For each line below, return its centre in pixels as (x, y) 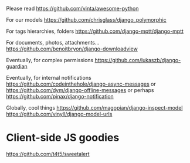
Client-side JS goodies (63, 138)
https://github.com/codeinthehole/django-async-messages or (81, 84)
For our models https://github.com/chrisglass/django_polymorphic (86, 20)
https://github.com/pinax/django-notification (60, 96)
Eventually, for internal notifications (49, 78)
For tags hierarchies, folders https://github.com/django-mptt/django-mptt (95, 31)
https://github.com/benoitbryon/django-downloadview (72, 49)
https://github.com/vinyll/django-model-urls (59, 114)
